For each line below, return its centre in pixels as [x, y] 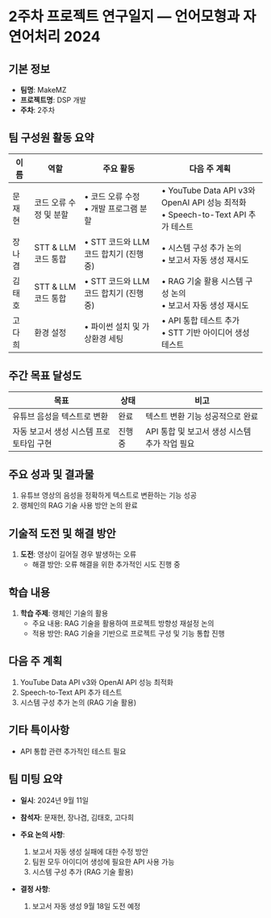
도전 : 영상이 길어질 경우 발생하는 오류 [78, 554]
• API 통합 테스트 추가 [200, 320]
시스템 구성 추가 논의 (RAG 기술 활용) [78, 702]
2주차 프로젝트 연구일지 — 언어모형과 [124, 17]
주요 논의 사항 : [42, 834]
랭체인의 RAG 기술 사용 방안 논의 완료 [79, 506]
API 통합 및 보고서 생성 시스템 [198, 431]
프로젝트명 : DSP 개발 [53, 100]
